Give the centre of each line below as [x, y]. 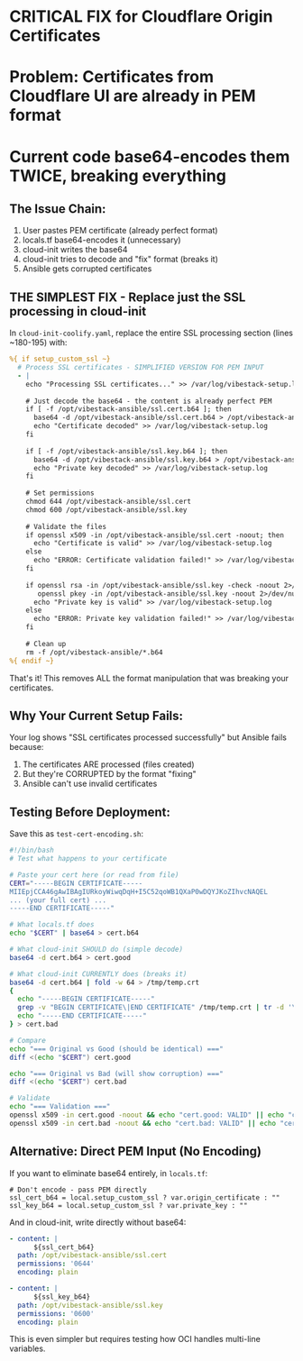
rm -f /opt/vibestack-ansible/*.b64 [95, 652]
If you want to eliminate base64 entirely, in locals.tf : [109, 1173]
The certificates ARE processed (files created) [109, 764]
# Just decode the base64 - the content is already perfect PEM [149, 401]
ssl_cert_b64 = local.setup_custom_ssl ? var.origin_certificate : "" [145, 1197]
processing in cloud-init [78, 311]
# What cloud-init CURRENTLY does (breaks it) [98, 974]
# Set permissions [60, 493]
